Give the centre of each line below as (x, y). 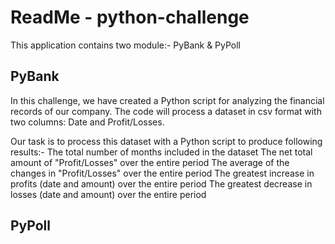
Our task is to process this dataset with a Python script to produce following (166, 141)
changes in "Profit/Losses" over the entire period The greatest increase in (162, 173)
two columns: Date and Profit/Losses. (87, 122)
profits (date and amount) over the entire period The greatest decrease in (161, 183)
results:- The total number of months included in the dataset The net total (161, 152)
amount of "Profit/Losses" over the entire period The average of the (150, 162)
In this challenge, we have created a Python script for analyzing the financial (167, 100)
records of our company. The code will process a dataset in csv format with (166, 111)
